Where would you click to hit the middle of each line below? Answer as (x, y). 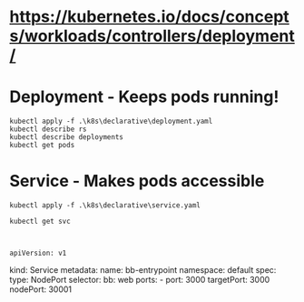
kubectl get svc (40, 221)
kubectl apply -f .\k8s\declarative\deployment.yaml (111, 121)
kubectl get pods (42, 146)
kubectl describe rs (49, 129)
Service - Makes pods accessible (137, 181)
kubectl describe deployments (67, 137)
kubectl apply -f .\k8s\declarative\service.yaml (105, 206)
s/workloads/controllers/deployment (152, 36)
